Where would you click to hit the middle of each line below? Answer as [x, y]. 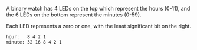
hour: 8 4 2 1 [26, 37]
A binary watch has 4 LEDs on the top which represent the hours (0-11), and [98, 9]
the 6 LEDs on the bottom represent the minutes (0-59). [74, 15]
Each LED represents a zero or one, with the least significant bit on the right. [99, 26]
